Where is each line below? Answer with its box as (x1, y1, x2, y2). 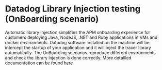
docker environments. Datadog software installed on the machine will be (5, 39, 150, 45)
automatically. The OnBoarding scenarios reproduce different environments (5, 49, 156, 56)
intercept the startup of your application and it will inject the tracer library (5, 45, 151, 50)
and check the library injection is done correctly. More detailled (5, 55, 131, 60)
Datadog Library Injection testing (5, 3, 141, 14)
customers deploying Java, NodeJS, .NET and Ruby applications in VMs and (5, 35, 158, 40)
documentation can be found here (5, 60, 73, 66)
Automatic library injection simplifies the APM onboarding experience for (5, 29, 150, 35)
